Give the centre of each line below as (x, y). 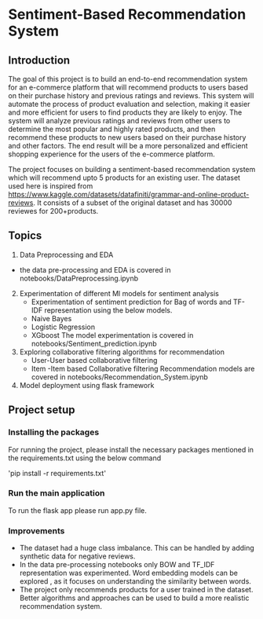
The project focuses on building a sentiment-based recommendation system (132, 169)
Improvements (37, 530)
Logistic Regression (63, 327)
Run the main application (57, 493)
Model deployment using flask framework (87, 385)
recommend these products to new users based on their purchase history (127, 137)
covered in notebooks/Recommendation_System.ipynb (119, 377)
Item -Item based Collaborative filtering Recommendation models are (143, 368)
